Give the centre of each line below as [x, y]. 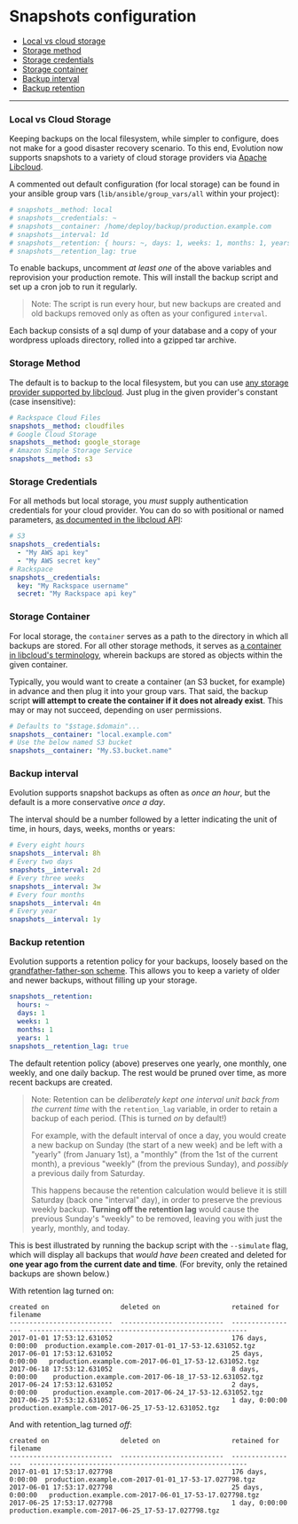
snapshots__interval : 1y [55, 920]
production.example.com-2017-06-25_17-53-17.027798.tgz [114, 1511]
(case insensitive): [43, 401]
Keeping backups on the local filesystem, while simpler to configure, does [144, 138]
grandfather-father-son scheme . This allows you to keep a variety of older [145, 971]
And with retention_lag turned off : [71, 1424]
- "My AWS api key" [53, 553]
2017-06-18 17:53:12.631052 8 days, [134, 1369]
